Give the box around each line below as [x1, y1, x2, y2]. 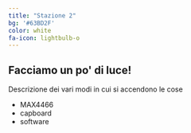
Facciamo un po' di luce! [8, 63, 132, 76]
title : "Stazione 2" [8, 11, 77, 20]
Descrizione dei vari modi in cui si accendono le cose [8, 84, 183, 94]
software [19, 117, 49, 127]
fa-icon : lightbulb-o [8, 33, 80, 42]
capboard [19, 108, 52, 118]
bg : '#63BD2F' [8, 19, 56, 27]
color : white [8, 26, 52, 34]
